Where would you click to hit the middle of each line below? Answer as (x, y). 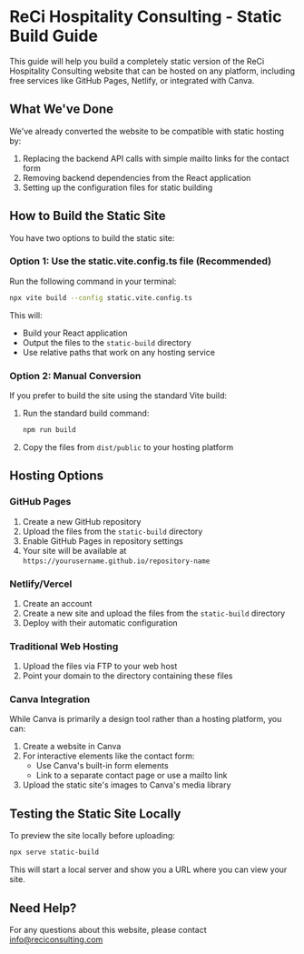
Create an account (57, 603)
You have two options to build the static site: (92, 237)
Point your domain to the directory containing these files (127, 676)
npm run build (49, 430)
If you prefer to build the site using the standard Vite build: (118, 396)
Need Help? (43, 908)
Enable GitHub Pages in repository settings (103, 541)
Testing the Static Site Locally (95, 813)
